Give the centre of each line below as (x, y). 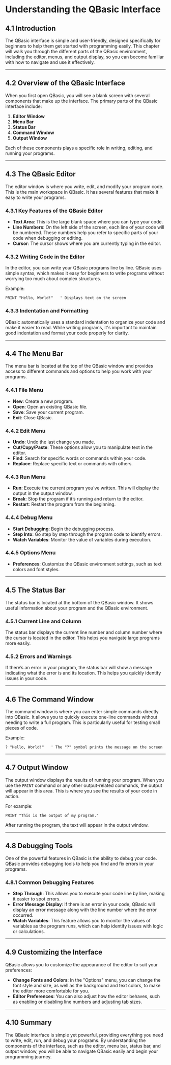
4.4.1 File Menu (24, 390)
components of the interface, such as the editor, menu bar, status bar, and (83, 1046)
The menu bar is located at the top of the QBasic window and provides (79, 366)
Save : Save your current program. (48, 412)
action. (12, 796)
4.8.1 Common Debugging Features (50, 882)
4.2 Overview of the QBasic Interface (65, 83)
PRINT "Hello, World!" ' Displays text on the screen (66, 298)
